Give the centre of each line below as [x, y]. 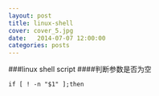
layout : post [30, 16]
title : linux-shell [41, 23]
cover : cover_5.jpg [41, 30]
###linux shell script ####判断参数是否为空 [80, 70]
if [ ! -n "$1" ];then [46, 85]
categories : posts [39, 46]
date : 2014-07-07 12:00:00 [57, 38]
